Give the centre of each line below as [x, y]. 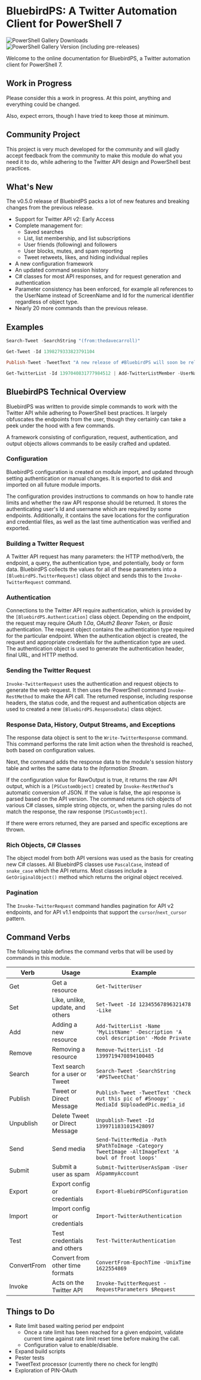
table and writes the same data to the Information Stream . [77, 768]
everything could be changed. [43, 104]
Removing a [68, 1050]
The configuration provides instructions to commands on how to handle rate [100, 496]
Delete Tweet [71, 1116]
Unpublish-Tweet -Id [125, 1121]
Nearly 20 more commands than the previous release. [81, 308]
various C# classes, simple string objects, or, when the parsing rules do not [99, 805]
